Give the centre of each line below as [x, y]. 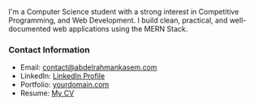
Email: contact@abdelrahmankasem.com [88, 67]
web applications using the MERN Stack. [120, 29]
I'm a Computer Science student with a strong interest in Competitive [124, 12]
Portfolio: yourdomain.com [65, 85]
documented [30, 29]
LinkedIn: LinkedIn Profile [62, 76]
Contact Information [50, 49]
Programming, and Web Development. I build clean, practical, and [118, 20]
